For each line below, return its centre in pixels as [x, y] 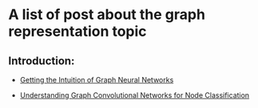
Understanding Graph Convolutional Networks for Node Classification [135, 95]
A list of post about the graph [107, 15]
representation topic [77, 31]
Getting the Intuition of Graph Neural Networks [97, 80]
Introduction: [42, 61]
